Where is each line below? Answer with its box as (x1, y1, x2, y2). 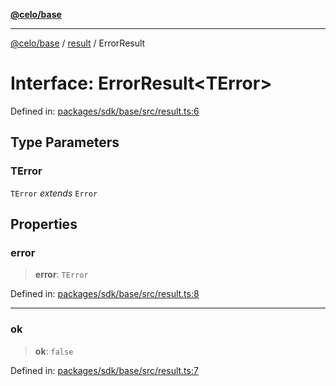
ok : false (34, 345, 74, 357)
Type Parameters (10, 134, 120, 151)
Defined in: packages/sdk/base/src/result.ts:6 (10, 105, 200, 117)
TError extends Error (10, 187, 98, 199)
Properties (10, 216, 78, 233)
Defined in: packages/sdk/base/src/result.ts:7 (10, 364, 199, 376)
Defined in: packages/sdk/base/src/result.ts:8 (10, 288, 200, 300)
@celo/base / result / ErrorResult (10, 37, 146, 49)
